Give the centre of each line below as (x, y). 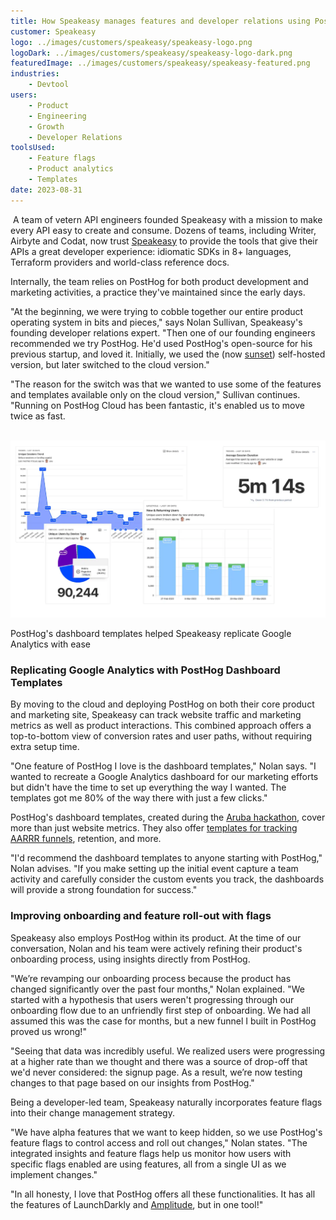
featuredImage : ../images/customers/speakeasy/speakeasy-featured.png (160, 63)
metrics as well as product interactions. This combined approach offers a (161, 726)
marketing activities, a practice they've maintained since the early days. (158, 292)
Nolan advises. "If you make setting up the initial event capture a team (154, 869)
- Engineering (57, 116)
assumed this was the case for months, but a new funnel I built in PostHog (163, 1021)
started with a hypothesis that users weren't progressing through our (152, 999)
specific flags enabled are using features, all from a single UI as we (148, 1164)
